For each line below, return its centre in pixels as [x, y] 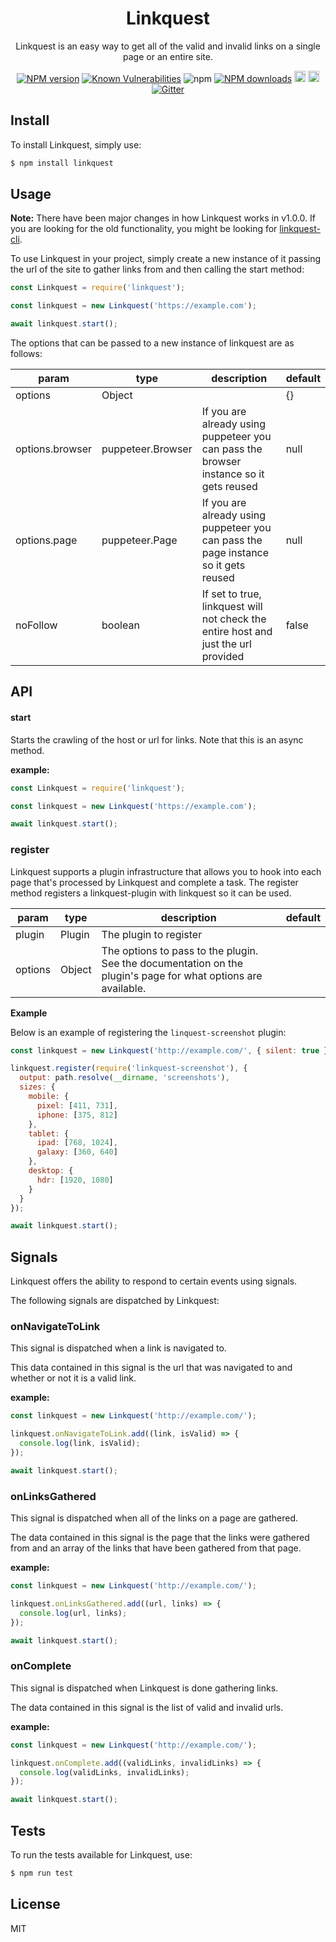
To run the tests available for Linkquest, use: [101, 1854]
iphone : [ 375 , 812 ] [77, 1115]
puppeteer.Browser [147, 449]
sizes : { [37, 1087]
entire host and [237, 632]
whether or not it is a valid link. [73, 1378]
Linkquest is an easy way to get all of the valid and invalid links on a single [168, 46]
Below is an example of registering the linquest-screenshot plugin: [148, 1032]
